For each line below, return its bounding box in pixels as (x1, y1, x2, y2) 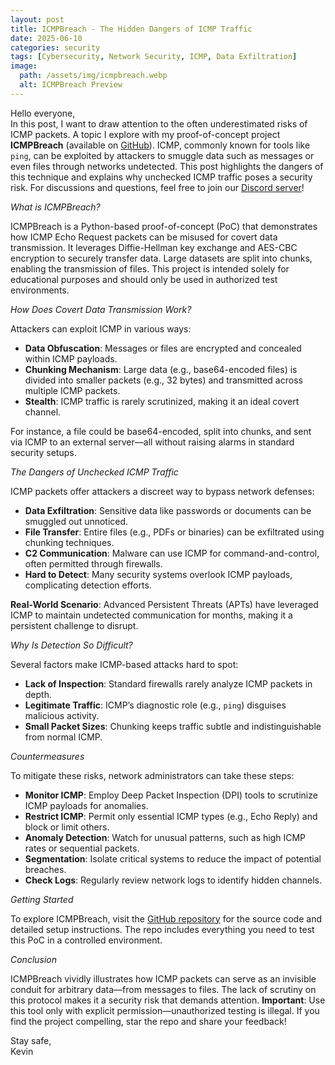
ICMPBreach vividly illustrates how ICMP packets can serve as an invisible (10, 972, 317, 985)
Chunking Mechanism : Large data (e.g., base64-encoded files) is (24, 363, 298, 375)
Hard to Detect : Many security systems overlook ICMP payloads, (24, 568, 293, 580)
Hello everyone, (10, 107, 76, 119)
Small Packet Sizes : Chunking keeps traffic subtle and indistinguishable (24, 720, 322, 732)
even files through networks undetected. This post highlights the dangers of (10, 160, 324, 172)
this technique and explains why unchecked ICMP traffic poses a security (10, 171, 313, 183)
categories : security (10, 42, 101, 53)
